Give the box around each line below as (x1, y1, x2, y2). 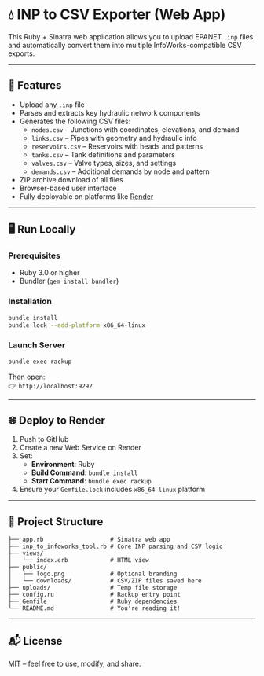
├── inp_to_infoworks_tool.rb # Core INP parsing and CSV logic (8, 542, 223, 551)
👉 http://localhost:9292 (8, 380, 93, 390)
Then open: (8, 372, 46, 381)
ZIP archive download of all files (19, 175, 123, 184)
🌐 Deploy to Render (8, 414, 106, 428)
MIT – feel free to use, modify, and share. (8, 659, 141, 669)
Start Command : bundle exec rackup (31, 476, 152, 486)
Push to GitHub (19, 435, 69, 444)
